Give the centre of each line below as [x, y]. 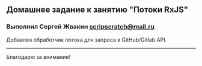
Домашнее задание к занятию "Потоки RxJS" [97, 10]
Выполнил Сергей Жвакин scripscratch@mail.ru [81, 27]
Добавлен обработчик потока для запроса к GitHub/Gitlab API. [87, 40]
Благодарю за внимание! [38, 56]
